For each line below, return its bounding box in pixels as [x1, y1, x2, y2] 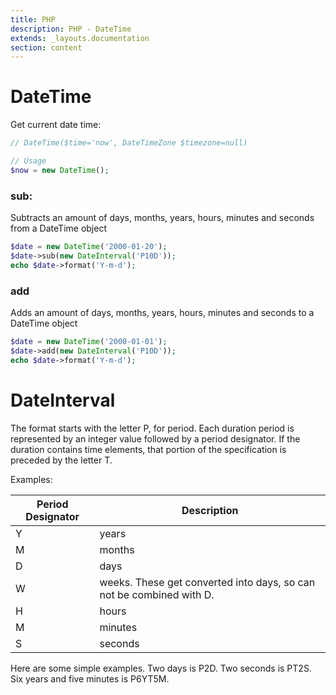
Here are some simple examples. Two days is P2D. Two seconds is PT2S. [10, 662, 312, 674]
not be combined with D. [99, 587, 215, 601]
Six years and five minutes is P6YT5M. [10, 672, 170, 685]
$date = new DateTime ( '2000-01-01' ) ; [10, 337, 168, 347]
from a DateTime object [10, 222, 107, 235]
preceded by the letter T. [10, 454, 113, 466]
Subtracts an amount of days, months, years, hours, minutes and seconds [10, 212, 315, 224]
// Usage [10, 156, 47, 166]
